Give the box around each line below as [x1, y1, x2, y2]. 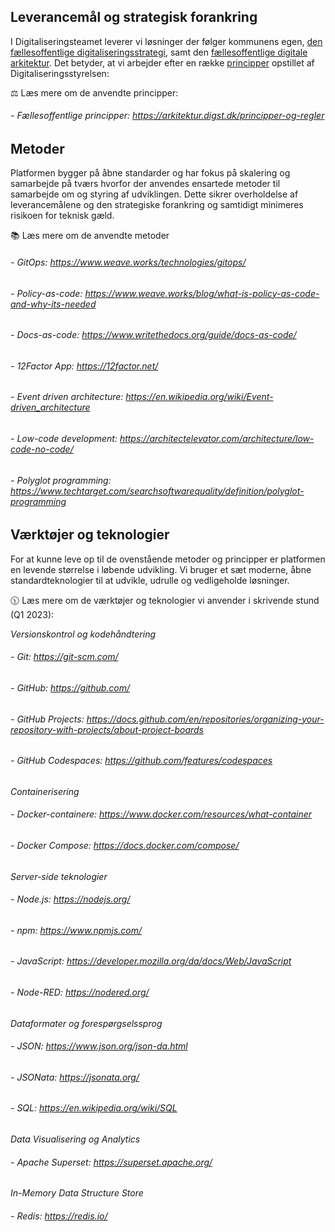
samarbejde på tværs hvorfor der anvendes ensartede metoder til [10, 178, 281, 190]
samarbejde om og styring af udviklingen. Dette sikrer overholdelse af [10, 188, 299, 200]
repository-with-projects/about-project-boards [10, 723, 204, 735]
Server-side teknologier [10, 870, 108, 882]
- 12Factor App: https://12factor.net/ [10, 360, 159, 372]
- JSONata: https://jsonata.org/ [10, 1071, 140, 1083]
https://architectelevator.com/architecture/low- [119, 433, 315, 445]
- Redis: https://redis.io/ [10, 1210, 108, 1222]
